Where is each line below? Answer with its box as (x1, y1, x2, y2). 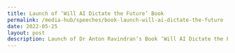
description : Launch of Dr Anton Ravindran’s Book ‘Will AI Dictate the (7, 36, 224, 43)
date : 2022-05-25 (7, 23, 58, 30)
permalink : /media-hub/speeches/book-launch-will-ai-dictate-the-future (7, 17, 224, 23)
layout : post (7, 29, 45, 36)
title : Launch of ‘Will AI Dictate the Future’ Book (7, 10, 164, 17)
